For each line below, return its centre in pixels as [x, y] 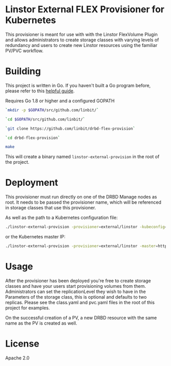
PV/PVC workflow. [24, 51]
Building [23, 71]
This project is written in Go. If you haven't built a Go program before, [78, 85]
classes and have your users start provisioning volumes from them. [76, 286]
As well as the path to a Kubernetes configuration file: [62, 217]
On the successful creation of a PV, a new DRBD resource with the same [81, 318]
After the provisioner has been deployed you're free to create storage [78, 280]
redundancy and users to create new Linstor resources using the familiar [81, 45]
